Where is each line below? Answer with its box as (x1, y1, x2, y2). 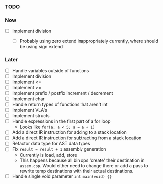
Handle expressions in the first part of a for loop (12, 118, 111, 124)
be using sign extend (19, 44, 63, 50)
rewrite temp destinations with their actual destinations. (19, 168, 134, 174)
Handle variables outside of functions (12, 67, 89, 73)
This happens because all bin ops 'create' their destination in (19, 157, 145, 163)
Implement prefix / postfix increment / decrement (12, 90, 113, 96)
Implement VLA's (12, 107, 47, 113)
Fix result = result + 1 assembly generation (12, 146, 106, 152)
